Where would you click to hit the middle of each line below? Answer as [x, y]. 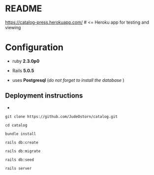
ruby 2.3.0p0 [26, 61]
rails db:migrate [23, 151]
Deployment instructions [44, 96]
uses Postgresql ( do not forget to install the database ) [68, 80]
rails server [18, 168]
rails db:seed [20, 160]
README [24, 9]
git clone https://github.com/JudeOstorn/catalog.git [62, 116]
